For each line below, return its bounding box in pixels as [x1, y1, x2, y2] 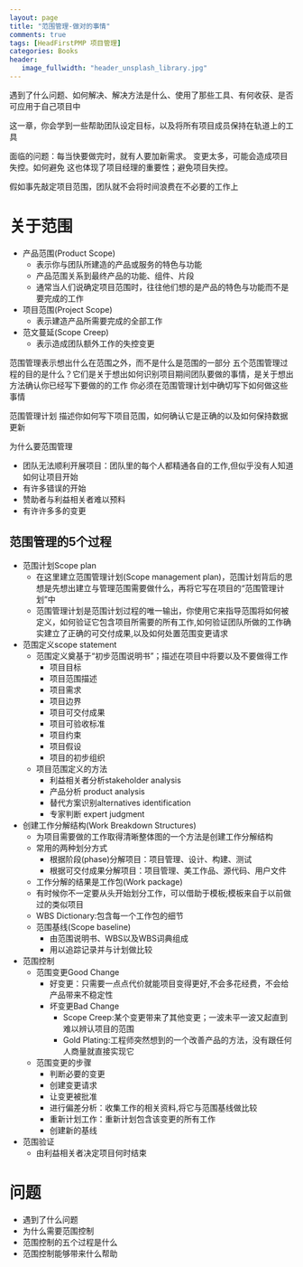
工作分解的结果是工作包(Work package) [35, 876, 183, 887]
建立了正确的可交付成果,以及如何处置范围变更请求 [43, 627, 228, 638]
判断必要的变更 [49, 1068, 106, 1079]
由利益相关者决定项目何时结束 [35, 1147, 147, 1158]
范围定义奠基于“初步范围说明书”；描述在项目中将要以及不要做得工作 [35, 650, 289, 661]
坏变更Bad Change [49, 1000, 120, 1011]
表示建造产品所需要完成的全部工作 [35, 315, 163, 326]
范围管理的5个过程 [9, 534, 113, 549]
